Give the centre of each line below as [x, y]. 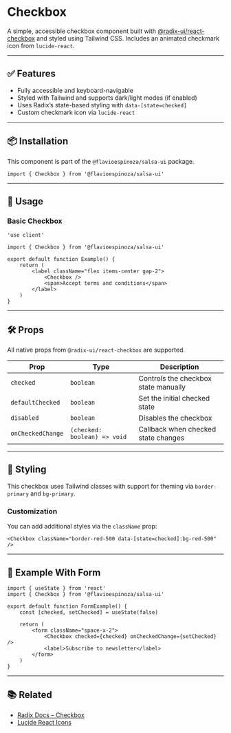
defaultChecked [35, 403]
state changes [161, 438]
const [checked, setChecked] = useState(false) [89, 612]
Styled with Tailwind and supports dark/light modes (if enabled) [107, 98]
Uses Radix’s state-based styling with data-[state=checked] [102, 105]
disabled [25, 418]
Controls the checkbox [175, 379]
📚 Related [30, 695]
